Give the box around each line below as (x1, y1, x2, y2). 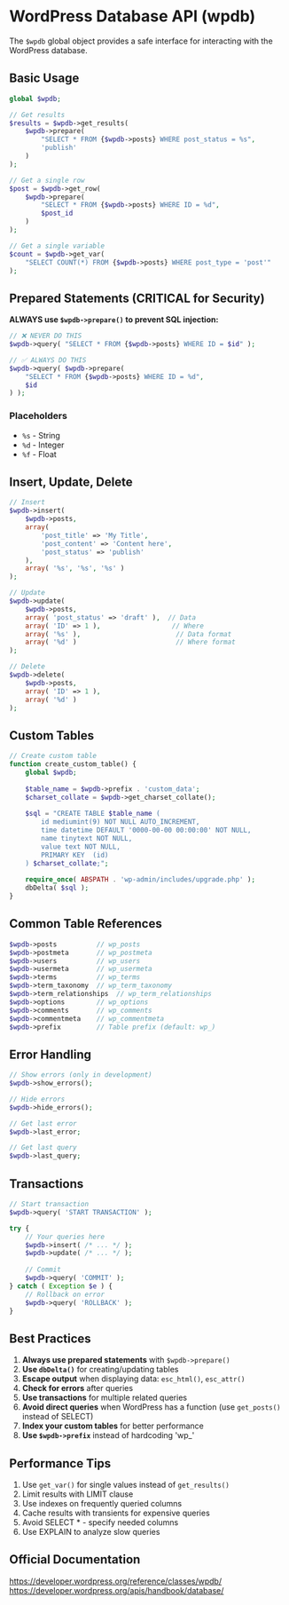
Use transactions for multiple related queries (21, 1392, 188, 1403)
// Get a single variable (9, 241, 105, 250)
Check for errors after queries (21, 1383, 134, 1394)
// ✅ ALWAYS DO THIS (9, 355, 87, 365)
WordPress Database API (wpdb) (9, 6, 256, 27)
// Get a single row (9, 176, 86, 185)
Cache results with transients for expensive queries (21, 1507, 210, 1519)
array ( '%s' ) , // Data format (25, 629, 232, 638)
